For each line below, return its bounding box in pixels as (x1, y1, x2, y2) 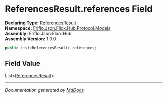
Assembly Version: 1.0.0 (5, 36, 56, 42)
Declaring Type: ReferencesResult (5, 20, 76, 26)
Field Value (5, 59, 41, 68)
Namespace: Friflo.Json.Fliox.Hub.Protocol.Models (5, 25, 111, 31)
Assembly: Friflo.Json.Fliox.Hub (5, 30, 72, 36)
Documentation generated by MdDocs (5, 87, 84, 93)
